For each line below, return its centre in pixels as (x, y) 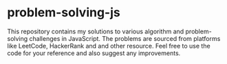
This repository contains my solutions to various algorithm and (96, 31)
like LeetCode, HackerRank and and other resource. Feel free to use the (109, 46)
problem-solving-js (64, 13)
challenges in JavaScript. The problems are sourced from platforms (125, 38)
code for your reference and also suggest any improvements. (94, 53)
